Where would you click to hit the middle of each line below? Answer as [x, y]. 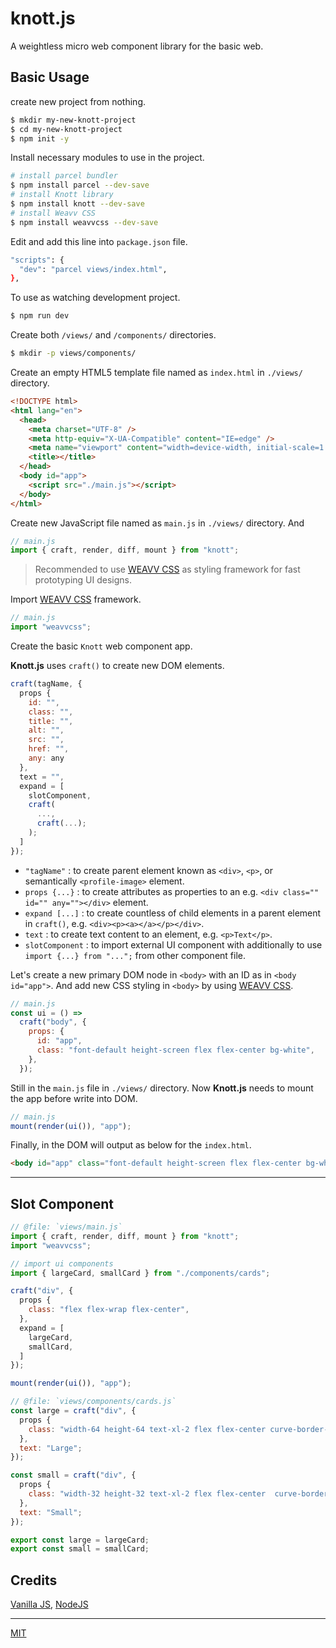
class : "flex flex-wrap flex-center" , [109, 1310]
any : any [46, 758]
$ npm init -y [40, 138]
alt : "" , [46, 730]
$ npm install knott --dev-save [77, 204]
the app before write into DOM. [74, 1098]
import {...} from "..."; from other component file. [135, 955]
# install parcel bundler [64, 176]
